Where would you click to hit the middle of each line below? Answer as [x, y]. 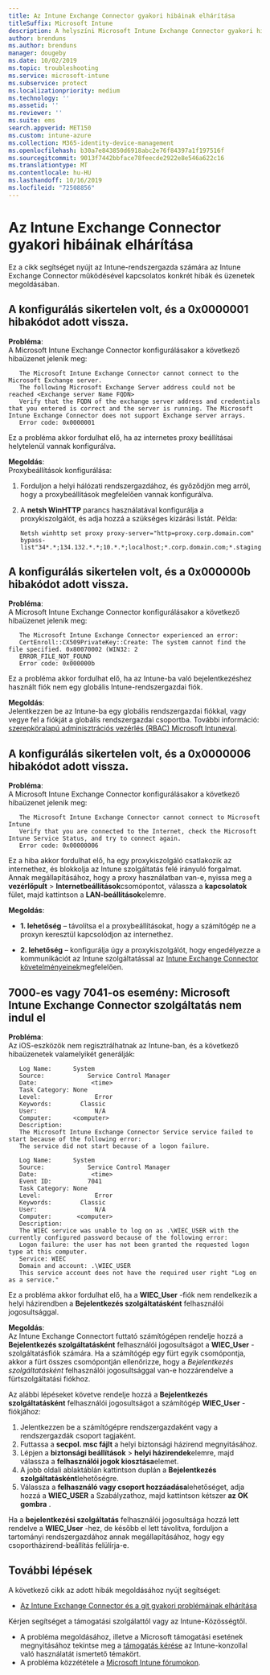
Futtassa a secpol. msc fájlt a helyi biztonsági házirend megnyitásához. [139, 1444]
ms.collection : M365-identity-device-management [91, 143]
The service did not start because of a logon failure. [115, 1146]
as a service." [34, 1280]
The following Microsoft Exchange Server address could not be [127, 387]
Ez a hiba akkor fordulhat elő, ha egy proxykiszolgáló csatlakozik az [120, 861]
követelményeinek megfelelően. [72, 967]
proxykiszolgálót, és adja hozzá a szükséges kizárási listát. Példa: [129, 518]
